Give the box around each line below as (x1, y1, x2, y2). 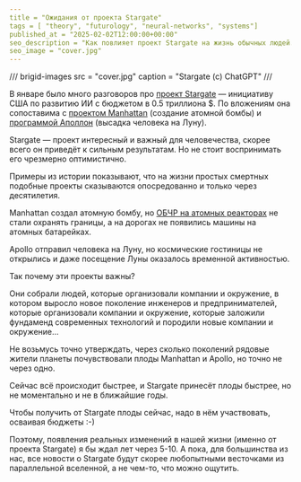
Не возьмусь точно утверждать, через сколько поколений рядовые (9, 344, 270, 355)
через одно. (9, 363, 56, 373)
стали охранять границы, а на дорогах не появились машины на (9, 217, 257, 228)
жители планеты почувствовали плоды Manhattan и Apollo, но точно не (9, 354, 282, 364)
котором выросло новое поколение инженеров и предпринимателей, (9, 298, 278, 309)
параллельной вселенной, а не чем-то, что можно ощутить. (9, 463, 240, 474)
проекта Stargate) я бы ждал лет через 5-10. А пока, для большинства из (9, 443, 288, 454)
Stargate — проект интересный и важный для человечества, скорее (9, 135, 271, 145)
